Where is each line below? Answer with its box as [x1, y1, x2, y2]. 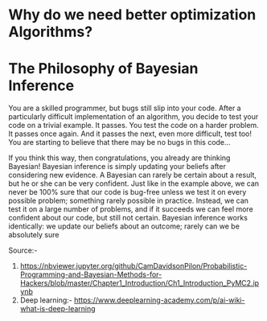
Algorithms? [8, 23, 93, 41]
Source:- [8, 245, 38, 255]
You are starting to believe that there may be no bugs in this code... [8, 138, 231, 147]
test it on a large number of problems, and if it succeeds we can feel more [8, 204, 253, 214]
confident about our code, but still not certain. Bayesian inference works [8, 213, 248, 223]
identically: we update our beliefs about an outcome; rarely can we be [8, 221, 240, 231]
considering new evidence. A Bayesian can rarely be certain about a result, [8, 171, 257, 180]
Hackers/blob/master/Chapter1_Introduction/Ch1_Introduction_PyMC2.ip [19, 278, 260, 288]
